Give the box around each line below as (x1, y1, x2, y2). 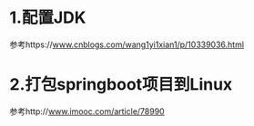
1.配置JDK (9, 7, 86, 28)
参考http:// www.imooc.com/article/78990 (9, 105, 166, 117)
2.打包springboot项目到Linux (9, 74, 233, 95)
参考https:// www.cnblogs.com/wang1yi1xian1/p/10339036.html (9, 39, 244, 50)
